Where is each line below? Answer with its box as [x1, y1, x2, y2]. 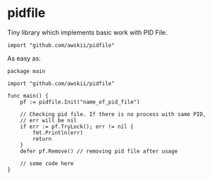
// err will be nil [20, 117, 77, 124]
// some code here [20, 160, 74, 167]
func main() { [7, 92, 49, 99]
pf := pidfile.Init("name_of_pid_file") [20, 98, 140, 105]
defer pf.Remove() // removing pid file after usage [20, 148, 178, 155]
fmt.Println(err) [32, 129, 83, 136]
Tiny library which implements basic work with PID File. [7, 28, 168, 37]
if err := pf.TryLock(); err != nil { [20, 123, 134, 130]
